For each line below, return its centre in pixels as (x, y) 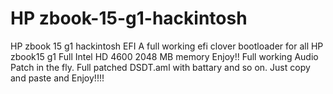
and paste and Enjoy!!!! (57, 78)
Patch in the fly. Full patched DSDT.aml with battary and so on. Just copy (160, 67)
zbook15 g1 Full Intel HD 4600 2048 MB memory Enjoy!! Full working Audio (164, 56)
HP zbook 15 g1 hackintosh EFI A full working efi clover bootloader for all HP (167, 46)
